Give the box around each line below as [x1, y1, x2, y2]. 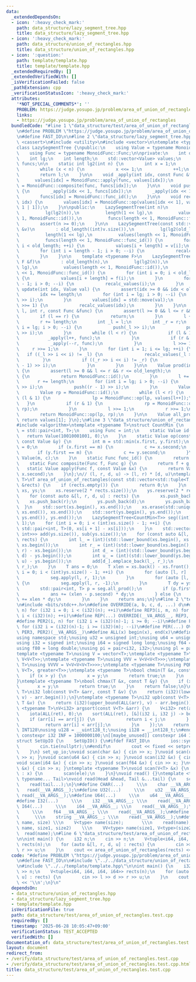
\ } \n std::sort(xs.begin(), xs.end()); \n [16, 504, 132, 510]
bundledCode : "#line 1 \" [11, 123, 75, 129]
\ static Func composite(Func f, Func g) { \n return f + [16, 460, 184, 466]
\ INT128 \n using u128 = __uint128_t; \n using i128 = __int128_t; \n [16, 727, 181, 733]
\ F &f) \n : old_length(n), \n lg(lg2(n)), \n [16, 259, 168, 265]
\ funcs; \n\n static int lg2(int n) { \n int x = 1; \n [16, 161, 176, 167]
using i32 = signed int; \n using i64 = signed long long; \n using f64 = [16, 640, 192, 646]
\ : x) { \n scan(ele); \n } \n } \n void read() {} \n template [16, 771, 184, 776]
